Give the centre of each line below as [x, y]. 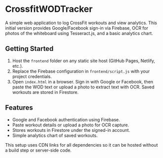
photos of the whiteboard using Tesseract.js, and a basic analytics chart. [79, 33]
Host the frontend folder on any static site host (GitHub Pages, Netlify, [84, 61]
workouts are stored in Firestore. [45, 92]
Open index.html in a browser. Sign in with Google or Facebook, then [83, 81]
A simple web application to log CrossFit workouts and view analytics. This [81, 23]
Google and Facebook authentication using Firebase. [66, 119]
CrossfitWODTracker [49, 9]
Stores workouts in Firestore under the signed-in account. [71, 130]
